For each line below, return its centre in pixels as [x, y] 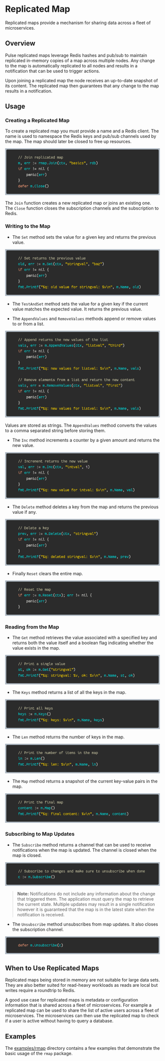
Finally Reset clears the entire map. [48, 573]
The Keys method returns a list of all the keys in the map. [69, 692]
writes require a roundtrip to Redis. [40, 991]
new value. [23, 445]
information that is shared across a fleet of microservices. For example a [78, 1005]
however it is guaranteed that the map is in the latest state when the [86, 909]
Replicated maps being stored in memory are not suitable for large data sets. [82, 980]
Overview [20, 44]
